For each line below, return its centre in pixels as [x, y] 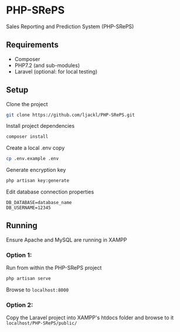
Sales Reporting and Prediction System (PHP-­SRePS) [70, 26]
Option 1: [19, 255]
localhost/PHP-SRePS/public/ [42, 323]
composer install [27, 137]
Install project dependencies [40, 126]
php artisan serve [28, 279]
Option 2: [20, 304]
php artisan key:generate [38, 181]
